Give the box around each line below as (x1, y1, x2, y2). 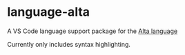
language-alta (7, 4, 90, 20)
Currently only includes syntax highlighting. (7, 40, 131, 48)
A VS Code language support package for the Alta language (7, 27, 178, 35)
